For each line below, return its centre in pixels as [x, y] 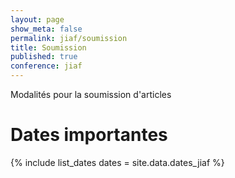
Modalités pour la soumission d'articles [91, 94]
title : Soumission [48, 47]
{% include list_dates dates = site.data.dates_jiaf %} [117, 162]
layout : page [37, 19]
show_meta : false [46, 29]
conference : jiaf [46, 66]
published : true [44, 57]
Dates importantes [89, 135]
